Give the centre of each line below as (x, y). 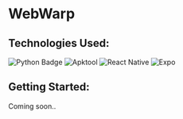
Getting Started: (49, 87)
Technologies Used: (59, 43)
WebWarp (42, 14)
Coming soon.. (32, 106)
